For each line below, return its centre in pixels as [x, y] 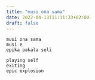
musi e [14, 45]
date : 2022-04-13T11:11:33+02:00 [48, 17]
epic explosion [25, 71]
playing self [22, 61]
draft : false [22, 23]
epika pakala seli [29, 50]
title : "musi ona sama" [36, 12]
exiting [16, 66]
